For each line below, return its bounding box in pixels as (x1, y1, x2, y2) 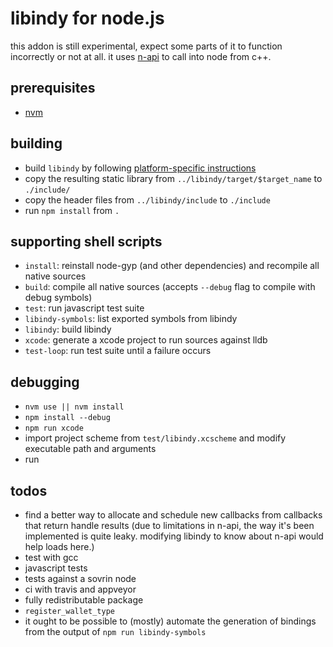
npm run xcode (24, 423, 84, 434)
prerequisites (10, 80, 96, 97)
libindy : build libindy (24, 323, 112, 336)
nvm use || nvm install (24, 402, 125, 412)
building (10, 135, 63, 152)
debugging (10, 373, 80, 391)
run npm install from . (24, 204, 120, 216)
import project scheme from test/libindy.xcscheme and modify (24, 432, 287, 444)
